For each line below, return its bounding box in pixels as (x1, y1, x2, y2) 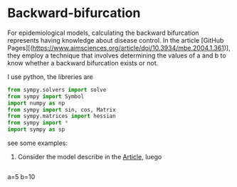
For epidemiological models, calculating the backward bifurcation (7, 28, 199, 37)
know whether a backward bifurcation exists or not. (7, 58, 159, 67)
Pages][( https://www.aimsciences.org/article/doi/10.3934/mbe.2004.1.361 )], (7, 43, 231, 52)
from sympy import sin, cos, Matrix (7, 106, 116, 113)
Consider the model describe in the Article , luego (17, 153, 162, 161)
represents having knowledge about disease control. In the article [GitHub (7, 36, 224, 44)
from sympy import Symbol (7, 92, 84, 100)
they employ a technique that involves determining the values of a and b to (7, 51, 226, 60)
